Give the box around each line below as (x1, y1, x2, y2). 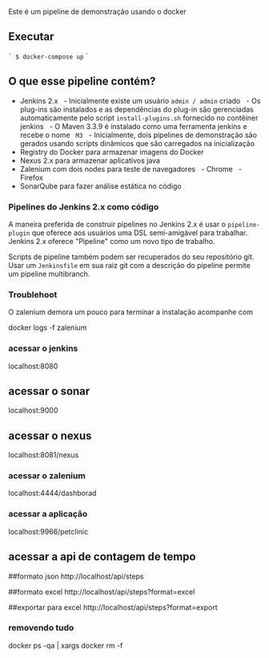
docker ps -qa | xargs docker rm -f (8, 640, 123, 650)
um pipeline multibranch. (8, 269, 90, 278)
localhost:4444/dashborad (8, 489, 97, 498)
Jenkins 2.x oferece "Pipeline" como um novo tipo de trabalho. (8, 236, 215, 246)
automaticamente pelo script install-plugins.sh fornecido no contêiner (19, 112, 259, 123)
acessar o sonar (8, 384, 90, 398)
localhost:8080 (8, 361, 58, 371)
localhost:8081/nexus (8, 450, 79, 460)
